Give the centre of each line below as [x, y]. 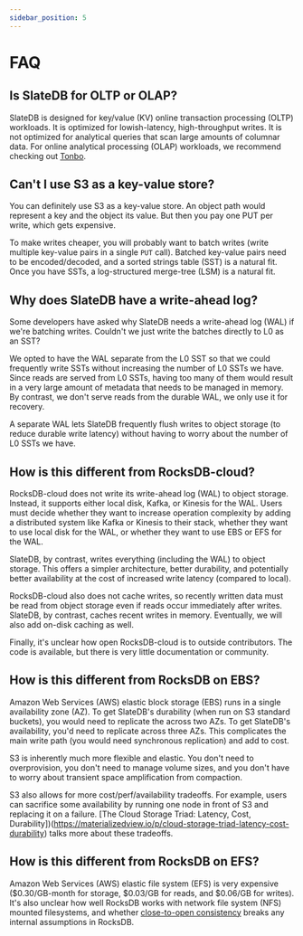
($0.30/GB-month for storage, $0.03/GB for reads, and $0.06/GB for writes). [152, 893]
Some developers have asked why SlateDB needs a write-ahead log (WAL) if [152, 322]
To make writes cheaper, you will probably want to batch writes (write [139, 243]
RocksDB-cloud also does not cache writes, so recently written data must [146, 596]
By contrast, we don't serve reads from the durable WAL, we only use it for [149, 397]
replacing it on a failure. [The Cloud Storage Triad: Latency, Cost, [130, 814]
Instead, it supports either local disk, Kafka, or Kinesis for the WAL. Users [146, 504]
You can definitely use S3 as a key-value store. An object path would [137, 206]
